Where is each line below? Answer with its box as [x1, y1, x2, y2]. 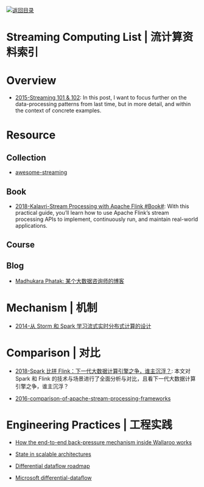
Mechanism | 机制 [6, 301, 97, 315]
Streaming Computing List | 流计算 [6, 31, 183, 44]
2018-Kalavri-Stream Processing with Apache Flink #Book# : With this [15, 202, 189, 210]
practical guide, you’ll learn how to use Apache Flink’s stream [15, 209, 169, 216]
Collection [6, 153, 46, 163]
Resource [6, 128, 56, 142]
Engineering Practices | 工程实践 [6, 418, 172, 432]
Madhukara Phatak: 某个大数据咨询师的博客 [15, 278, 125, 285]
